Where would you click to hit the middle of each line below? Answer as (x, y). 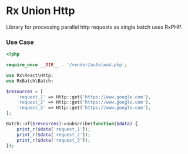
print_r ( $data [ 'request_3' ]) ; (54, 140)
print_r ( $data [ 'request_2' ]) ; (54, 135)
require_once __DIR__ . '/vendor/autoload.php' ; (67, 65)
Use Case (20, 42)
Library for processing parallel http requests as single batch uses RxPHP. (95, 27)
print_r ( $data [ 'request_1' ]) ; (54, 129)
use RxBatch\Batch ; (30, 81)
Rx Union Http (41, 11)
